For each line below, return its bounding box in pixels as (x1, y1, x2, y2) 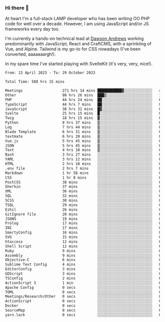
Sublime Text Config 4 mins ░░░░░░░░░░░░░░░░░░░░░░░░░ (5, 262, 153, 267)
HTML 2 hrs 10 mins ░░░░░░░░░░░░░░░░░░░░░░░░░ (5, 161, 153, 166)
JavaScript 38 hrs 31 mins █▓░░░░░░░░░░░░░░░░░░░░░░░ (5, 106, 153, 111)
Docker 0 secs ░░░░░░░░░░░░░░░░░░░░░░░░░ (5, 303, 153, 308)
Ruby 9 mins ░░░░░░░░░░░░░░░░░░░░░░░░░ (5, 248, 153, 253)
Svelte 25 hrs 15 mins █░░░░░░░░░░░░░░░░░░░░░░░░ (5, 111, 153, 116)
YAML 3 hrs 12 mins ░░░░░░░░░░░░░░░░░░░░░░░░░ (5, 157, 153, 162)
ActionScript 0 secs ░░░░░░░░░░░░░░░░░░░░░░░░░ (5, 299, 153, 304)
